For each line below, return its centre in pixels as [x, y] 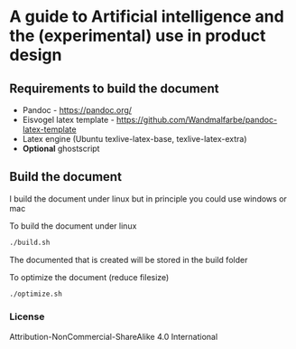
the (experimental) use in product [138, 36]
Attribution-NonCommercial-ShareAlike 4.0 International [114, 336]
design [36, 55]
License [27, 316]
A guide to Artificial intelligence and [147, 17]
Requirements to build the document [114, 88]
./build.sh [30, 242]
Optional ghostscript [61, 148]
